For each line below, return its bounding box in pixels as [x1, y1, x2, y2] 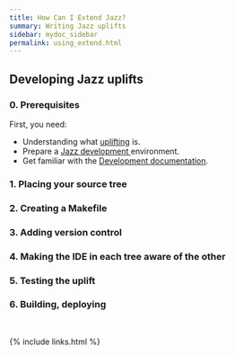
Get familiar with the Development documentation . [22, 155, 209, 166]
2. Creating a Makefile [9, 201, 108, 214]
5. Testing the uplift [9, 274, 96, 287]
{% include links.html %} [9, 336, 100, 347]
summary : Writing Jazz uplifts [9, 22, 126, 31]
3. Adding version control [9, 226, 123, 238]
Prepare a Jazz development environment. [22, 146, 180, 156]
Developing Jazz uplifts [9, 71, 144, 86]
